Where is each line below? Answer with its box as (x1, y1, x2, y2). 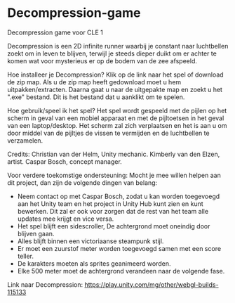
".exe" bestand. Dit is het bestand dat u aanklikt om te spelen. (7, 93, 185, 101)
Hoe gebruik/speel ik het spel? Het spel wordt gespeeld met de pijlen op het (7, 106, 227, 115)
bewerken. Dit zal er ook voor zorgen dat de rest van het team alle (17, 207, 209, 215)
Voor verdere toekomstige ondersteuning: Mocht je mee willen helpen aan (7, 171, 221, 179)
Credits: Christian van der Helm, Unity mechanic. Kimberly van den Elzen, (7, 150, 220, 158)
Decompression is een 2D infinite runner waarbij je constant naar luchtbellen (7, 41, 229, 50)
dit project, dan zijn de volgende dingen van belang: (7, 178, 158, 187)
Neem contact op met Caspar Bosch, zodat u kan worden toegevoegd (17, 192, 220, 200)
